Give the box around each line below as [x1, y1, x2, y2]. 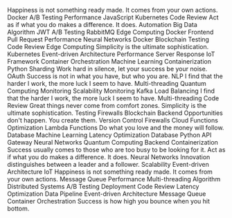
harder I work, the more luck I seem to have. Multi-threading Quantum [7, 80, 206, 87]
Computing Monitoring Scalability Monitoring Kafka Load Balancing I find [7, 87, 215, 95]
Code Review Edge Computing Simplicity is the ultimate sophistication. [7, 43, 209, 51]
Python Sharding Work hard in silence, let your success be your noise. [7, 65, 208, 73]
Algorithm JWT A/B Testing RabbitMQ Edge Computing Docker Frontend [7, 28, 214, 36]
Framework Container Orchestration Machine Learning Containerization [7, 57, 211, 65]
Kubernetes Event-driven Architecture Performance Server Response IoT [7, 50, 215, 58]
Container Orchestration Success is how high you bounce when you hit [7, 197, 210, 205]
